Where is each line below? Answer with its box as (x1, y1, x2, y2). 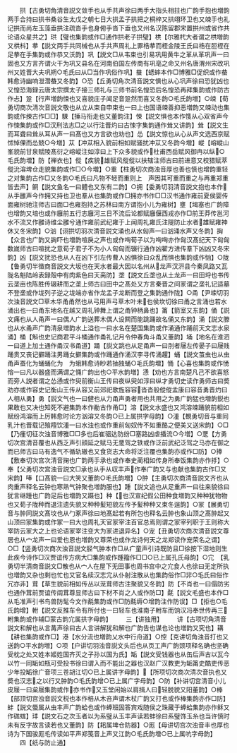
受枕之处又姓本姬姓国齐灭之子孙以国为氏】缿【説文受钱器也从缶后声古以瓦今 (7, 650, 230, 658)
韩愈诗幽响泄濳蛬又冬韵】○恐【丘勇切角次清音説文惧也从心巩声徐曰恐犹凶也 (7, 77, 229, 85)
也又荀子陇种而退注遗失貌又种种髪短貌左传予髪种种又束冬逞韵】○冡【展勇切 (7, 500, 229, 508)
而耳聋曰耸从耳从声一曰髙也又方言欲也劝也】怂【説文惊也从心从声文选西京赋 (7, 130, 230, 138)
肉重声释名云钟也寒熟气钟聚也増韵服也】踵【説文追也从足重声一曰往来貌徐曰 (7, 483, 230, 490)
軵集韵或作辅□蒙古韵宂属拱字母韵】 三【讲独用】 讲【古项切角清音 (7, 615, 227, 623)
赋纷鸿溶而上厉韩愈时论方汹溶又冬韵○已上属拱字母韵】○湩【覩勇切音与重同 (7, 412, 229, 420)
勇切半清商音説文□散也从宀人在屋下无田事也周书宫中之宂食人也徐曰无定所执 (7, 562, 229, 570)
